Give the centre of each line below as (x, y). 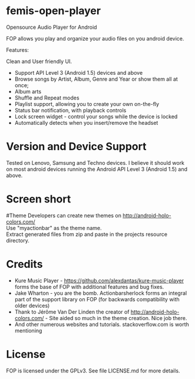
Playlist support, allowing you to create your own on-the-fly (87, 104)
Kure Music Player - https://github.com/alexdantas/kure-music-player (99, 280)
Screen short (39, 199)
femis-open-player (54, 11)
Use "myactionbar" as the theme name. (54, 228)
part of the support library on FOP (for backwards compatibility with (97, 299)
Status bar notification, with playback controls (70, 110)
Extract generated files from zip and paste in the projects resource (87, 234)
